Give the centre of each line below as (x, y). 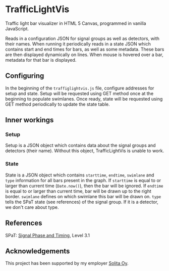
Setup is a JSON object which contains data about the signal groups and (80, 146)
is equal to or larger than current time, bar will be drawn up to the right (78, 191)
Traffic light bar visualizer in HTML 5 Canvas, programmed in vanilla (76, 23)
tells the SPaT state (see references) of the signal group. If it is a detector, (82, 202)
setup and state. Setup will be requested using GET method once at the (79, 93)
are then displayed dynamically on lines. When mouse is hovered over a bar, (84, 55)
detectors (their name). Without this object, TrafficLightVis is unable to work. (85, 151)
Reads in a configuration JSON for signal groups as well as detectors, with (82, 38)
